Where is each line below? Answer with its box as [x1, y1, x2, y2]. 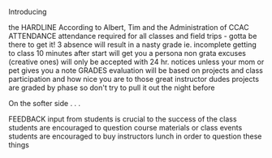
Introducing [8, 7, 47, 16]
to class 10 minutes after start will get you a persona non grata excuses [8, 49, 246, 58]
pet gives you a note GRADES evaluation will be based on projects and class [8, 66, 264, 75]
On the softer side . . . [8, 99, 81, 108]
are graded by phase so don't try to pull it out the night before [8, 83, 215, 92]
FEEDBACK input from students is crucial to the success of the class [8, 114, 237, 124]
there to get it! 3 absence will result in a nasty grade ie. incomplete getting [8, 40, 257, 49]
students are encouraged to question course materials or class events [8, 123, 243, 132]
